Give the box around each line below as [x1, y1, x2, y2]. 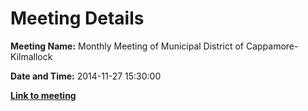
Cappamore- [245, 40, 299, 52]
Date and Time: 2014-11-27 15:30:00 [10, 70, 162, 82]
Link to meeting [10, 89, 77, 101]
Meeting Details [10, 7, 145, 30]
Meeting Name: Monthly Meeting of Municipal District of [10, 40, 244, 52]
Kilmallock [10, 50, 53, 62]
